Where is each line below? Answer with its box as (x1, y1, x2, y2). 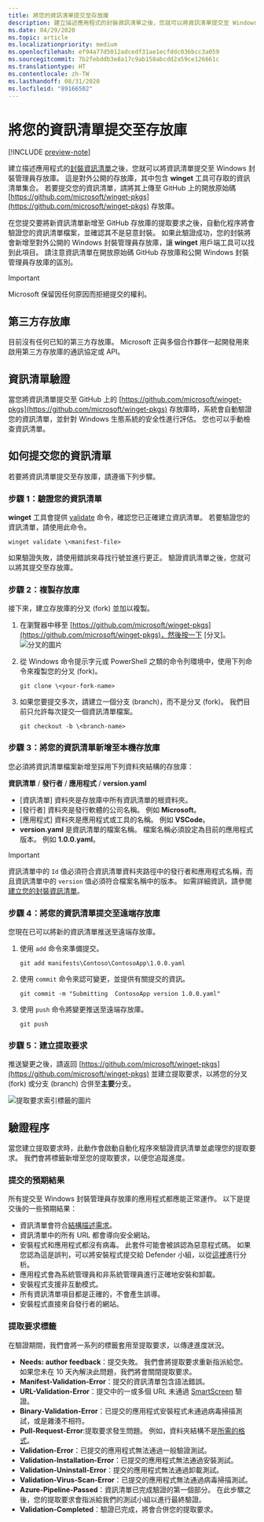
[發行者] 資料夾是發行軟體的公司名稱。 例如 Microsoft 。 (19, 805, 201, 814)
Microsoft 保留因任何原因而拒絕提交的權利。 (8, 289, 152, 299)
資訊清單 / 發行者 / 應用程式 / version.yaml (8, 778, 147, 787)
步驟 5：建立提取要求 (8, 1040, 88, 1051)
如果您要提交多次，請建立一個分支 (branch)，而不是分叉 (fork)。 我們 (19, 697, 244, 706)
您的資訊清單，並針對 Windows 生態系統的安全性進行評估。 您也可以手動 (8, 414, 244, 423)
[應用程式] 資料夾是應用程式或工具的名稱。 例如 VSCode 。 (19, 815, 210, 824)
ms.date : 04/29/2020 (8, 26, 76, 34)
